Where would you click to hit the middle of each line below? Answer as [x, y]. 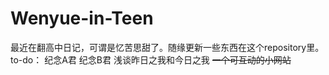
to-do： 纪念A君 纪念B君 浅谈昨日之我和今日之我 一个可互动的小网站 [151, 59]
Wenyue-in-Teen [82, 18]
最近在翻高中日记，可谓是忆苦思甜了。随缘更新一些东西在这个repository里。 [167, 47]
